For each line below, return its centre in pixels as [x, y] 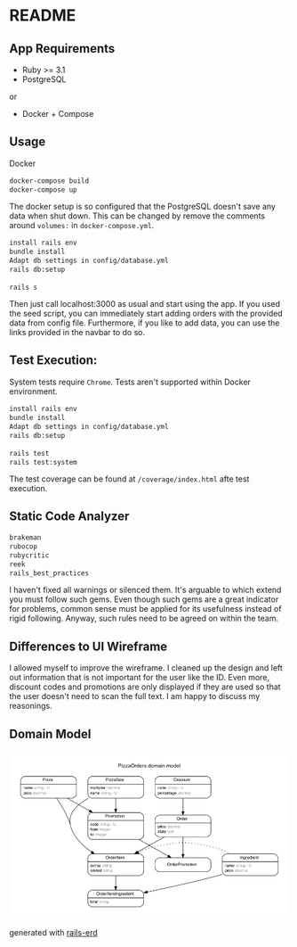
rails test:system [43, 462]
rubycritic [29, 556]
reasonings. [31, 706]
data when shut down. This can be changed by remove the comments [137, 216]
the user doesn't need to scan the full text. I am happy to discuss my [135, 696]
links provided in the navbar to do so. [77, 332]
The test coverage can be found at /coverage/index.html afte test [129, 479]
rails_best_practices [49, 573]
